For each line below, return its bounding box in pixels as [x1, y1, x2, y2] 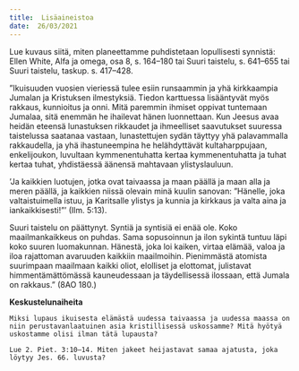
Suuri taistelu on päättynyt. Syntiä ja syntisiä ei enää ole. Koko [9, 221, 238, 233]
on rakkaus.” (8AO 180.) [9, 279, 97, 289]
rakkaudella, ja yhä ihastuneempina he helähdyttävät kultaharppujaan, [9, 140, 268, 151]
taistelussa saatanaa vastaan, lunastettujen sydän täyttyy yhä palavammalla [9, 130, 288, 141]
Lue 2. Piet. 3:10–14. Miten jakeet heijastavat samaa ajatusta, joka [9, 345, 278, 354]
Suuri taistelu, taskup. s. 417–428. [9, 65, 133, 76]
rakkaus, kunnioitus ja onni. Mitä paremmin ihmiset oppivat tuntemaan [9, 101, 268, 112]
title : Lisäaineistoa [9, 13, 94, 22]
